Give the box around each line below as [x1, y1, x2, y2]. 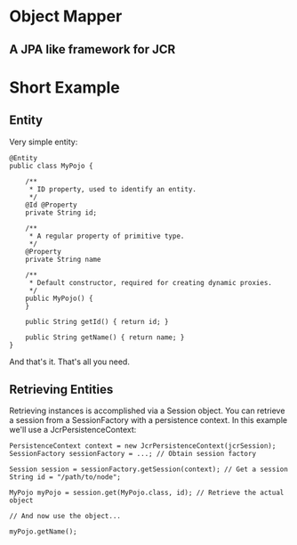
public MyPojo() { [25, 294, 93, 303]
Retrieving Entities [9, 381, 114, 397]
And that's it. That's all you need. [9, 356, 131, 367]
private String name [25, 255, 101, 264]
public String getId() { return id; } [25, 317, 169, 326]
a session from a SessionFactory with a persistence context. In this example [9, 415, 287, 426]
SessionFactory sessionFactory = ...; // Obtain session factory [9, 450, 256, 459]
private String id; [25, 207, 98, 217]
